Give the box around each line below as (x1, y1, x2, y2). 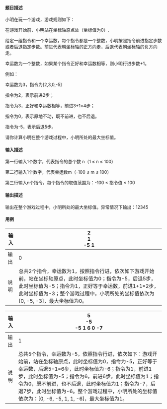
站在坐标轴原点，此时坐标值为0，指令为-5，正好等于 (33, 358, 158, 365)
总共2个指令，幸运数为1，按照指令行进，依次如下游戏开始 (18, 268, 155, 274)
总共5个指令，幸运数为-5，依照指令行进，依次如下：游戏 (18, 350, 153, 357)
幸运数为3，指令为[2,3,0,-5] (5, 82, 62, 88)
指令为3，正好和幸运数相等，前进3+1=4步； (5, 103, 95, 109)
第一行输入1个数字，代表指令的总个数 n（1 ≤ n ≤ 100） (5, 159, 116, 165)
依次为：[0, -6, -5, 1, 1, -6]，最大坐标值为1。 (18, 395, 128, 402)
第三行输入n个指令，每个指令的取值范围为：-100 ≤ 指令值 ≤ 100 (5, 180, 135, 186)
